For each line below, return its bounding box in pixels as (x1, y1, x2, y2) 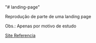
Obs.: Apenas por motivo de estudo (5, 23, 77, 29)
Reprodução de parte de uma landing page (5, 14, 92, 19)
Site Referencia (5, 33, 36, 38)
